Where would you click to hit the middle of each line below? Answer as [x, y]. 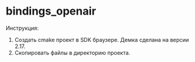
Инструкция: [22, 28]
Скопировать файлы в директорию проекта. [72, 52]
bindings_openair [51, 11]
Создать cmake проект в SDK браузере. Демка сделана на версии [102, 40]
